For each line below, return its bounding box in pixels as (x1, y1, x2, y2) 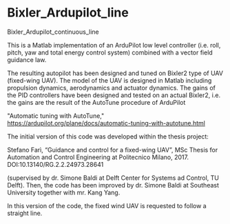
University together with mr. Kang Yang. (7, 188, 121, 196)
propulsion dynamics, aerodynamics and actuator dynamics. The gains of (7, 83, 216, 92)
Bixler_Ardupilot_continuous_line (7, 28, 99, 36)
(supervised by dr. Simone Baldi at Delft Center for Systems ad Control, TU (7, 174, 219, 182)
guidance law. (7, 55, 47, 63)
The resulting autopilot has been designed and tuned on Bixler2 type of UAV (7, 69, 224, 77)
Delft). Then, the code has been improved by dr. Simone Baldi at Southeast (7, 181, 219, 189)
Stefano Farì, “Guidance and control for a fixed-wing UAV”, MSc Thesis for (7, 145, 218, 154)
